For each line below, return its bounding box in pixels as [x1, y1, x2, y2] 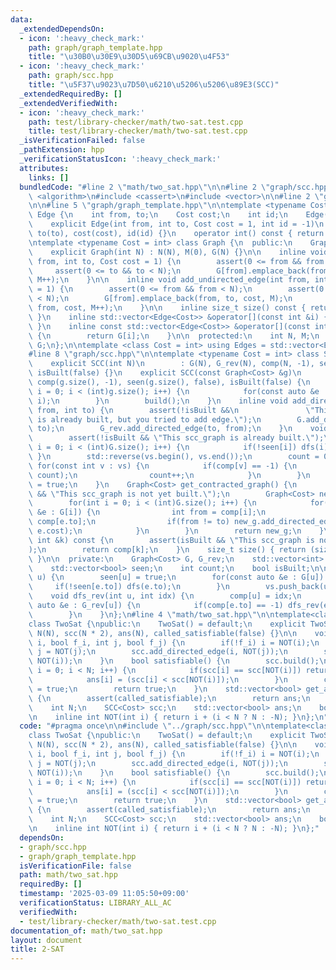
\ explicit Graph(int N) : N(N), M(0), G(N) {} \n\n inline [28, 247, 307, 257]
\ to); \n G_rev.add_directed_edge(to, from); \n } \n [28, 424, 293, 434]
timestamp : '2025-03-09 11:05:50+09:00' [19, 889, 190, 899]
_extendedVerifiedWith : [19, 98, 118, 108]
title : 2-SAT [10, 944, 65, 955]
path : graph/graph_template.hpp [28, 42, 163, 53]
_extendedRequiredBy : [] [19, 89, 123, 99]
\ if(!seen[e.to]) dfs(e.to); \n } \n [28, 582, 230, 592]
